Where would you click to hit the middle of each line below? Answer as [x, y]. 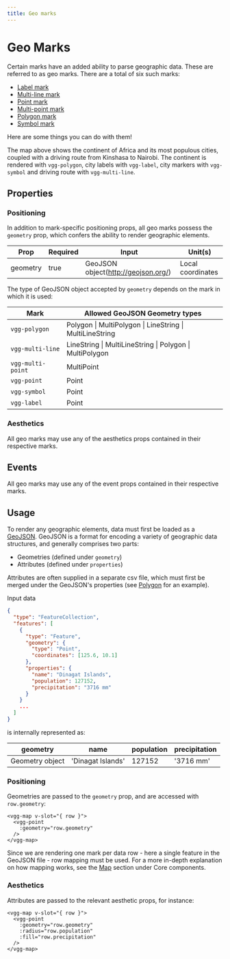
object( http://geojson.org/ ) [128, 272]
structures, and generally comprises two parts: [73, 544]
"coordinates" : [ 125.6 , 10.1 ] [75, 656]
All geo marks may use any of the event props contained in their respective [113, 484]
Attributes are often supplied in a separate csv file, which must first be [106, 578]
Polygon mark [37, 116]
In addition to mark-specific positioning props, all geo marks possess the [110, 228]
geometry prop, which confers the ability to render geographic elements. [108, 235]
